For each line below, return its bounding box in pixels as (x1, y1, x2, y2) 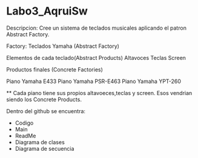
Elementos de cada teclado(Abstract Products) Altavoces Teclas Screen (6, 54, 186, 61)
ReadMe (15, 132, 36, 139)
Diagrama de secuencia (15, 145, 74, 152)
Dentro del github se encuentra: (6, 107, 86, 114)
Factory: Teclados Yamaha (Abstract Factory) (6, 42, 120, 50)
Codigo (15, 119, 34, 127)
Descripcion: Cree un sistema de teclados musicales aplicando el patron (6, 24, 186, 31)
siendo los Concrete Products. (6, 96, 82, 103)
